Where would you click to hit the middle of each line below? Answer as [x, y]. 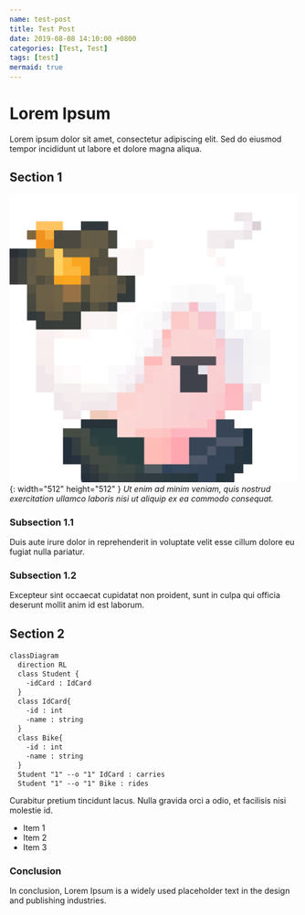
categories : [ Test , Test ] [58, 48]
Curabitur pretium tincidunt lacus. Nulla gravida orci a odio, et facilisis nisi [148, 801]
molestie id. [31, 810]
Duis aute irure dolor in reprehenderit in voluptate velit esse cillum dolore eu [152, 542]
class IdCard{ [44, 702]
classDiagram [34, 656]
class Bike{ [41, 738]
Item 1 [34, 828]
